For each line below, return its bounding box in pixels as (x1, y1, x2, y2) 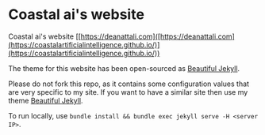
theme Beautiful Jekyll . (8, 96, 83, 105)
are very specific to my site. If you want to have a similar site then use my (8, 87, 248, 96)
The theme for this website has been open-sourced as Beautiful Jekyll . (8, 63, 240, 73)
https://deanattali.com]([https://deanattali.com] (80, 32, 236, 41)
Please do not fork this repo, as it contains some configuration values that (8, 79, 250, 88)
